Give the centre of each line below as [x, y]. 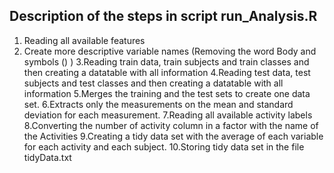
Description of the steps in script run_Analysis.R [163, 16]
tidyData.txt [47, 157]
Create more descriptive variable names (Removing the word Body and [170, 51]
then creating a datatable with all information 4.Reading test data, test [167, 72]
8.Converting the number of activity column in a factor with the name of [171, 125]
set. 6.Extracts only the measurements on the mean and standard [158, 104]
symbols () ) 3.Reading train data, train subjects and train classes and [166, 61]
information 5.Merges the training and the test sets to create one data [167, 93]
